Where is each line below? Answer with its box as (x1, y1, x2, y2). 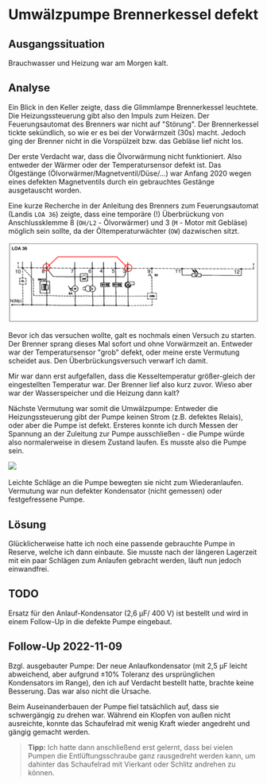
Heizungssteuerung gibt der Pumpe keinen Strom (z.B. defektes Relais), (8, 412, 244, 422)
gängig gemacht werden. (8, 727, 91, 736)
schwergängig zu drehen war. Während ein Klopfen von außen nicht (8, 710, 231, 720)
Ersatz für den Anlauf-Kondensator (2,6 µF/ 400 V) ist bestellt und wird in (8, 608, 249, 618)
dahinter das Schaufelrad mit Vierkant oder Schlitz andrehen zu (27, 759, 236, 769)
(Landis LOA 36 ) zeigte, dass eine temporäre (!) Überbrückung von (8, 209, 224, 219)
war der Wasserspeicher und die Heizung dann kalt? (8, 388, 180, 398)
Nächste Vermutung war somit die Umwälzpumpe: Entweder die (8, 404, 219, 413)
